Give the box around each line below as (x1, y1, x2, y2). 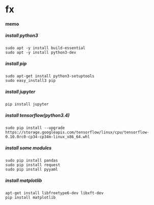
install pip (5, 60, 27, 67)
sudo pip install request (5, 162, 60, 167)
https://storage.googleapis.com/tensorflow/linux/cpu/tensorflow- (5, 129, 149, 135)
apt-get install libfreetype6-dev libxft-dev (5, 190, 104, 195)
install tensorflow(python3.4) (5, 112, 70, 119)
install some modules (5, 145, 52, 151)
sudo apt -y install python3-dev (5, 50, 76, 55)
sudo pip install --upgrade (5, 125, 65, 130)
